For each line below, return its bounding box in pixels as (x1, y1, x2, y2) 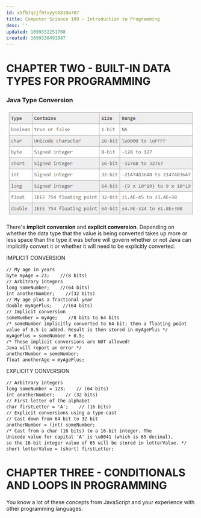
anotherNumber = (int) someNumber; (6, 422, 96, 428)
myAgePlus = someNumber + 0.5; (6, 333, 85, 339)
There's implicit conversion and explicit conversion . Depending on (6, 223, 175, 231)
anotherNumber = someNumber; (6, 351, 79, 357)
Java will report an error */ (6, 345, 82, 351)
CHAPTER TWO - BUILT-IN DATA (6, 62, 172, 75)
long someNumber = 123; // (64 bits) (6, 386, 110, 392)
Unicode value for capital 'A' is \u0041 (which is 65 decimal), (6, 434, 173, 440)
